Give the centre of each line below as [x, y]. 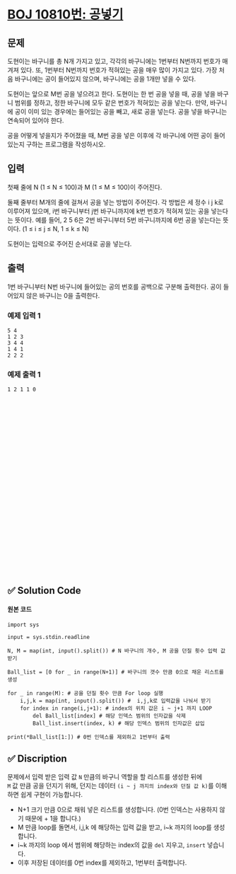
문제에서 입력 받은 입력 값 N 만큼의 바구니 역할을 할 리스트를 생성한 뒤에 [105, 776]
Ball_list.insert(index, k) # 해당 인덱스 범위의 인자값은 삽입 [119, 723]
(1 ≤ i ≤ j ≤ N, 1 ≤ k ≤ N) [56, 229]
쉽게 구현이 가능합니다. [52, 794]
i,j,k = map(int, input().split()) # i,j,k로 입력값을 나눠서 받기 [116, 701]
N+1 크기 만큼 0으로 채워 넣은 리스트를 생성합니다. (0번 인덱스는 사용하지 [118, 809]
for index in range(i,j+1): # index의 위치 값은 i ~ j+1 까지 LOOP [116, 708]
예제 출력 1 [24, 374]
